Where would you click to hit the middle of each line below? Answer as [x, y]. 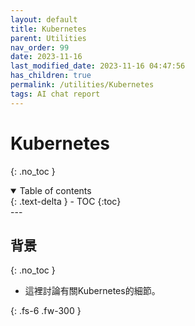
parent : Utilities [48, 38]
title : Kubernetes [48, 29]
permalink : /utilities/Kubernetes [82, 85]
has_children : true [51, 76]
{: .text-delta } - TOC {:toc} [66, 201]
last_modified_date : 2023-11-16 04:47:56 [98, 66]
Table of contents [55, 190]
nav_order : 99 [40, 47]
